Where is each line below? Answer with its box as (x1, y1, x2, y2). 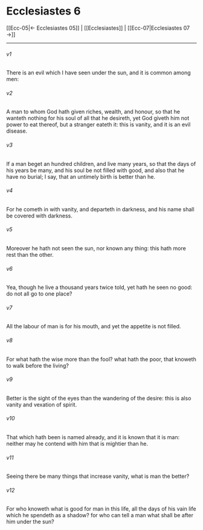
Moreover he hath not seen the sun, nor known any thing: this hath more (6, 244, 186, 252)
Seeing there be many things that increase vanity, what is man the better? (6, 472, 190, 480)
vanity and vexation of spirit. (6, 401, 77, 408)
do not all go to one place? (6, 290, 72, 297)
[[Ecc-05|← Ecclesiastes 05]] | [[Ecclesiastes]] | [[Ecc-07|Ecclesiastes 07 (6, 24, 190, 31)
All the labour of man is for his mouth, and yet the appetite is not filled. (6, 323, 181, 330)
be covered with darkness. (6, 212, 72, 219)
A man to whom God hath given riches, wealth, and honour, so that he (6, 108, 180, 116)
